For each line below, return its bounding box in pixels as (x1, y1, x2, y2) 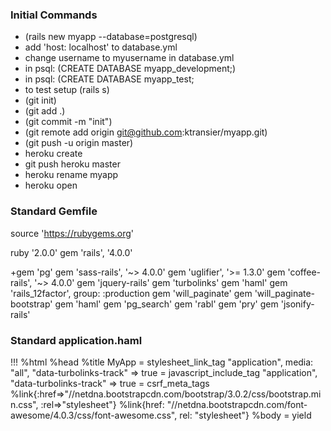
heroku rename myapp (24, 169, 119, 181)
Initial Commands (10, 8, 98, 22)
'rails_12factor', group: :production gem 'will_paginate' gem (10, 287, 253, 299)
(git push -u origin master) (24, 137, 134, 149)
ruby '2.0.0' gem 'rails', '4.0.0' (10, 246, 133, 258)
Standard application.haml (10, 333, 143, 347)
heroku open (24, 179, 78, 192)
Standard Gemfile (10, 204, 98, 218)
